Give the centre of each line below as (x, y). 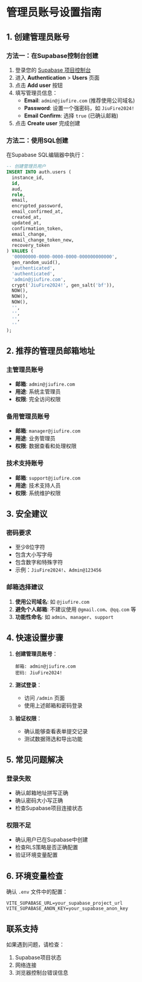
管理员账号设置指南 (54, 12)
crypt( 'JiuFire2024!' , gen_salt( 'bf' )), (63, 285)
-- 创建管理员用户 (26, 167)
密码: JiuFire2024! (38, 673)
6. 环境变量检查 (35, 876)
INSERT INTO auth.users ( (39, 172)
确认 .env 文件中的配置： (37, 892)
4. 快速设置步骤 (35, 638)
